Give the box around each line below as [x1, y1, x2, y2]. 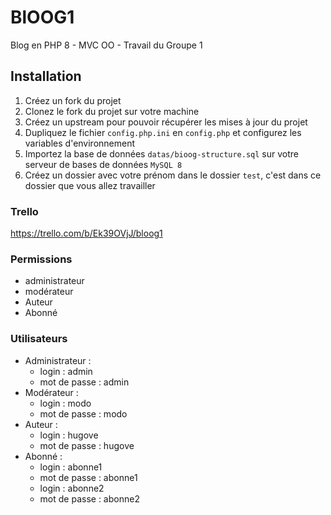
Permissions [10, 252, 73, 266]
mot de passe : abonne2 [39, 492, 140, 505]
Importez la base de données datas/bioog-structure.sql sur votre [24, 147, 300, 160]
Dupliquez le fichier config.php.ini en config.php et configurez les [24, 126, 302, 138]
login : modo [39, 397, 92, 409]
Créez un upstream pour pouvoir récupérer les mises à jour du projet [24, 116, 308, 128]
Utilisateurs [10, 332, 68, 346]
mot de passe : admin [39, 376, 130, 388]
